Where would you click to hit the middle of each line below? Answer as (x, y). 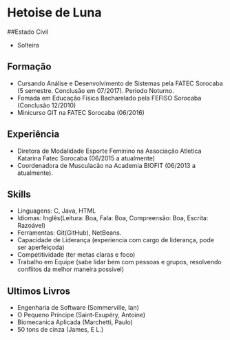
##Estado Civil (28, 32)
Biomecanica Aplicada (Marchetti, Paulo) (75, 322)
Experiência (33, 135)
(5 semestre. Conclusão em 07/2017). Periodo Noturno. (95, 90)
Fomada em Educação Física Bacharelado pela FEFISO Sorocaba (109, 98)
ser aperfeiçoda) (41, 247)
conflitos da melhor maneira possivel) (71, 269)
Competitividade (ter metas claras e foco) (76, 255)
